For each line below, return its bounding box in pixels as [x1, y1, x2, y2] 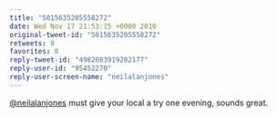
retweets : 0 [9, 38, 55, 48]
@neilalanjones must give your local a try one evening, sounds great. [9, 97, 269, 108]
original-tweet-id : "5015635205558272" [9, 30, 161, 39]
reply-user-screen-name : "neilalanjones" [9, 73, 169, 82]
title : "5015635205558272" [9, 13, 112, 23]
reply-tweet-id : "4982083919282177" [9, 55, 149, 64]
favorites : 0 [9, 47, 59, 56]
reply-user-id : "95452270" [9, 64, 112, 73]
